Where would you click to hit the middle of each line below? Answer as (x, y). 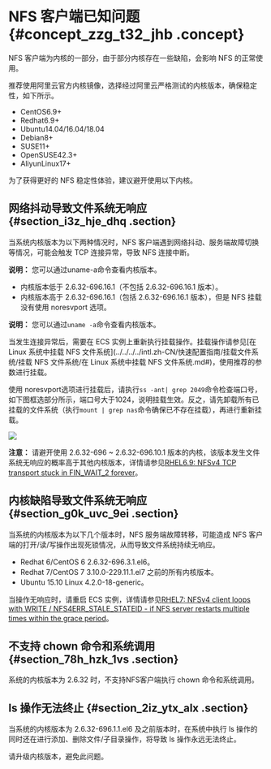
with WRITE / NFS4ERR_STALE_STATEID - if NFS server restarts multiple (129, 608)
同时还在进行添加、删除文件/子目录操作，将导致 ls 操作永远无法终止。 (125, 739)
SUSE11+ (35, 146)
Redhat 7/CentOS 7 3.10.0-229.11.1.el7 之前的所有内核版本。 (119, 572)
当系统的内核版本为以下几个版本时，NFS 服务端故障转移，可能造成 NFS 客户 (136, 534)
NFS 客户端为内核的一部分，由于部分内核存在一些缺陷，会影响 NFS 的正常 (132, 58)
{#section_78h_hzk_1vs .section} (94, 659)
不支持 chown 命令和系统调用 (82, 646)
